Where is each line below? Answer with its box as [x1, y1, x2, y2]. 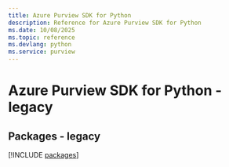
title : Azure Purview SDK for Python [8, 11, 132, 20]
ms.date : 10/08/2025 [8, 26, 76, 34]
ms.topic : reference [8, 33, 76, 42]
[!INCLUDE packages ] [8, 151, 79, 159]
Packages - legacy [8, 129, 100, 143]
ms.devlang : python [8, 41, 72, 49]
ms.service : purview [8, 48, 76, 56]
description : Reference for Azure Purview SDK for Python [8, 19, 202, 27]
